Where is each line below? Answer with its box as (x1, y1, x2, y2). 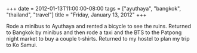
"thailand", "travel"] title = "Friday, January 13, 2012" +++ (6, 11, 147, 18)
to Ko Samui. (6, 41, 38, 48)
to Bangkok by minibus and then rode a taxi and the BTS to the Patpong (6, 29, 182, 36)
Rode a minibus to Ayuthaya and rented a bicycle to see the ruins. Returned (6, 23, 191, 29)
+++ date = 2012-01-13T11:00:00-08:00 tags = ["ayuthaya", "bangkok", (6, 5, 181, 12)
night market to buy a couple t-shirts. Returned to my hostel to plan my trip (6, 35, 190, 42)
